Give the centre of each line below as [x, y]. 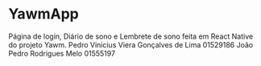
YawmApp [43, 14]
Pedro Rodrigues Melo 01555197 [62, 53]
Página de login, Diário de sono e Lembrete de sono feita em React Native [131, 36]
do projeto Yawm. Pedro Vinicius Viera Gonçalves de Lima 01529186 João [131, 44]
